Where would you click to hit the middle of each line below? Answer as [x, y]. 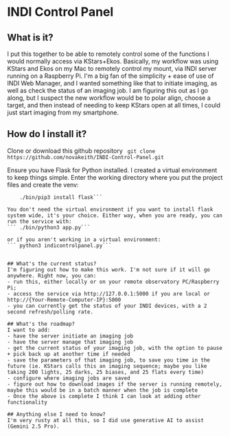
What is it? [30, 38]
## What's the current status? [52, 263]
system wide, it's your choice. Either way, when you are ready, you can [115, 215]
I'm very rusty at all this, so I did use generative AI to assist [106, 420]
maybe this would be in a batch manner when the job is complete [102, 390]
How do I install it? [47, 134]
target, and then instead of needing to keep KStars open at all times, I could [114, 105]
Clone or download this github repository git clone [81, 150]
